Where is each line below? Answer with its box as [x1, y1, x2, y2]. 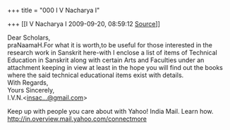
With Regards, [7, 78, 49, 87]
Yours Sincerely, [7, 86, 55, 94]
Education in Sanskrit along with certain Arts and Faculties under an [7, 56, 205, 64]
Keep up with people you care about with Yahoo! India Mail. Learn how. [7, 107, 214, 115]
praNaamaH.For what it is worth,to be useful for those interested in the [7, 41, 213, 49]
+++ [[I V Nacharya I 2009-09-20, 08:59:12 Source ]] [7, 20, 160, 28]
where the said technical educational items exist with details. [7, 71, 184, 79]
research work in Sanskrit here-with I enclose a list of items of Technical [7, 49, 217, 57]
